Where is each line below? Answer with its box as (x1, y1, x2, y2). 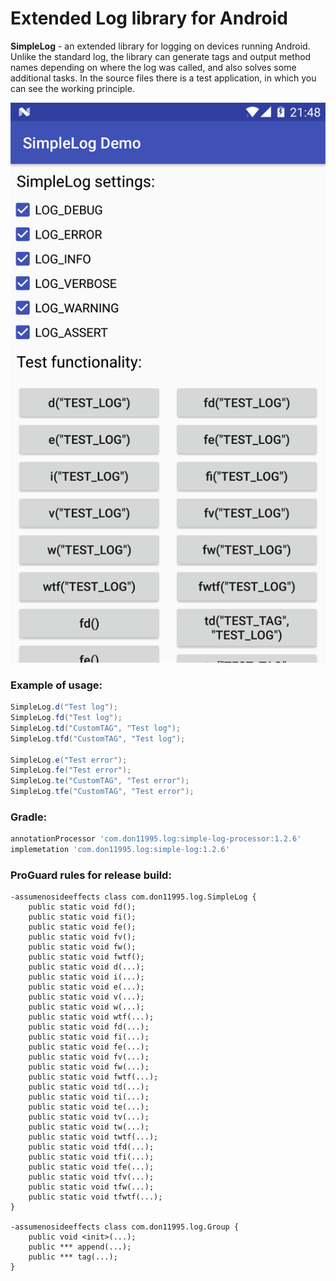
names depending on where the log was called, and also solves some (10, 61, 297, 73)
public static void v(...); (28, 992, 145, 1002)
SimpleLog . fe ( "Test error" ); (10, 765, 132, 776)
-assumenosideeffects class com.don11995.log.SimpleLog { (10, 892, 257, 902)
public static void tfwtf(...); (28, 1192, 163, 1202)
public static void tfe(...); (28, 1162, 155, 1172)
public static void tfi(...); (28, 1152, 155, 1162)
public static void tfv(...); (28, 1172, 155, 1182)
